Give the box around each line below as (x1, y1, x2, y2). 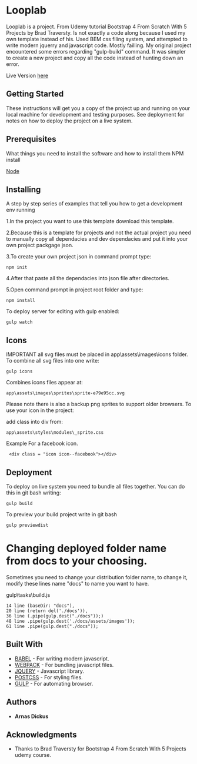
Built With (6, 639, 43, 649)
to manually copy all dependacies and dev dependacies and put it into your (6, 235, 188, 243)
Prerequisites (6, 134, 56, 144)
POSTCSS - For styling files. (14, 673, 84, 680)
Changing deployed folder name (6, 542, 166, 555)
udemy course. (14, 752, 52, 759)
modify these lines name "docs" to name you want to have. (6, 580, 149, 587)
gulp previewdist (6, 522, 49, 528)
